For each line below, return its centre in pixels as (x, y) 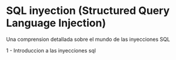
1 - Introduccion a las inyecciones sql (51, 50)
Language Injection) (56, 23)
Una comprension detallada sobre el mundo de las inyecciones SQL (88, 39)
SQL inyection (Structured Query (88, 11)
